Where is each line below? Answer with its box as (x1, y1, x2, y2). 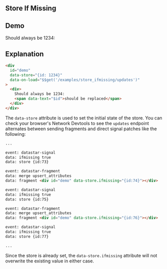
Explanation (5, 49, 44, 58)
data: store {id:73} (5, 160, 49, 165)
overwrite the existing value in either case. (5, 258, 94, 264)
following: (5, 131, 26, 137)
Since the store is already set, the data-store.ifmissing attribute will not (5, 252, 157, 258)
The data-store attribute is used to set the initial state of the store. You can (5, 114, 162, 121)
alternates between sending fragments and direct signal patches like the (5, 126, 157, 132)
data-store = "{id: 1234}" (10, 72, 63, 78)
